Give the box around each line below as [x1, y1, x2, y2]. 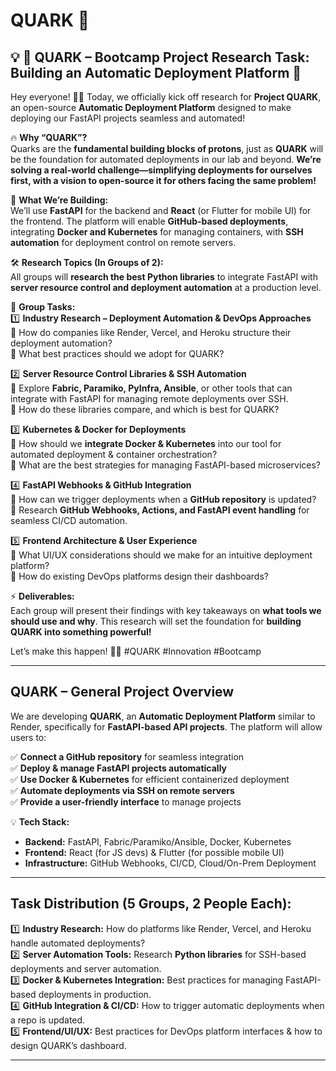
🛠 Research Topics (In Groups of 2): [10, 257, 164, 268]
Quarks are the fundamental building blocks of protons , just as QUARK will [10, 143, 324, 154]
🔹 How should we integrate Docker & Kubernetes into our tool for [10, 438, 282, 449]
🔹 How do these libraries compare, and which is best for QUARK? [10, 404, 280, 415]
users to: [10, 731, 47, 743]
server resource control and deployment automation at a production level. [10, 282, 322, 293]
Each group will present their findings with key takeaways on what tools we [10, 605, 322, 616]
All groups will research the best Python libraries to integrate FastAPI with [10, 271, 318, 283]
